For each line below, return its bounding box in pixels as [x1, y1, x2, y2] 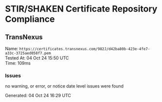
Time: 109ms [5, 60, 31, 66]
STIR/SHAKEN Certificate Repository [5, 3, 158, 15]
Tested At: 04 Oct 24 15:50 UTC [5, 55, 69, 61]
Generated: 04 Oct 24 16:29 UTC [5, 93, 72, 99]
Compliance [5, 14, 55, 25]
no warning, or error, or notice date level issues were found [5, 83, 124, 89]
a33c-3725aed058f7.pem [5, 51, 51, 56]
